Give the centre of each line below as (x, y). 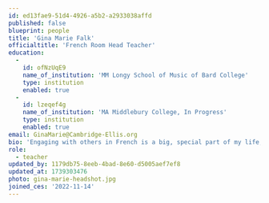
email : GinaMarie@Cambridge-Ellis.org (73, 134)
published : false (37, 23)
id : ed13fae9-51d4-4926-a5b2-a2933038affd (80, 16)
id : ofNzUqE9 (44, 68)
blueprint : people (39, 30)
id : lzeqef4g (44, 105)
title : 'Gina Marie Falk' (51, 38)
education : (26, 53)
